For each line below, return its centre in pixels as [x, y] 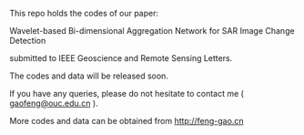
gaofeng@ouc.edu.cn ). [54, 103]
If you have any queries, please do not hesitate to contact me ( [127, 93]
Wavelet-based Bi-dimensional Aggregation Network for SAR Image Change [152, 31]
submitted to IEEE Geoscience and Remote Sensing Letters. [121, 58]
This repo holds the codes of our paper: [84, 13]
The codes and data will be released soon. [89, 76]
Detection [28, 41]
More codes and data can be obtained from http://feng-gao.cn [127, 121]
